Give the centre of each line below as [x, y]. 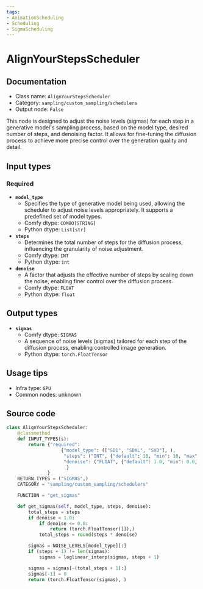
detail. [14, 147]
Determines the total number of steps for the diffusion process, [103, 242]
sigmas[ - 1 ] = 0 [48, 574]
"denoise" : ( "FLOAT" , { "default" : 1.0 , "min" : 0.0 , [131, 461]
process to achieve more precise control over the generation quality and [97, 140]
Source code [31, 414]
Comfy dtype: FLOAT [49, 287]
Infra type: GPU [33, 388]
